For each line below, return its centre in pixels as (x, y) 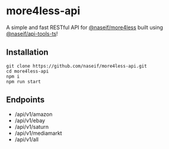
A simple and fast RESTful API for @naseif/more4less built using (84, 27)
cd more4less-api (28, 71)
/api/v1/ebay (30, 121)
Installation (27, 53)
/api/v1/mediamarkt (38, 133)
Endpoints (25, 100)
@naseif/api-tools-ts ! (32, 33)
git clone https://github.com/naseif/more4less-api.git (76, 66)
